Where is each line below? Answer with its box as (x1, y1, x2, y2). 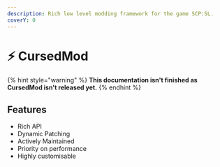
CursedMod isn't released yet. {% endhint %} (7, 83, 142, 92)
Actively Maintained (17, 137, 75, 145)
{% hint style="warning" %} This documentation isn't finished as (7, 76, 198, 85)
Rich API (17, 122, 42, 131)
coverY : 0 (7, 17, 36, 24)
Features (7, 103, 47, 115)
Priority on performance (17, 145, 87, 153)
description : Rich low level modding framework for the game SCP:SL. (7, 10, 214, 17)
